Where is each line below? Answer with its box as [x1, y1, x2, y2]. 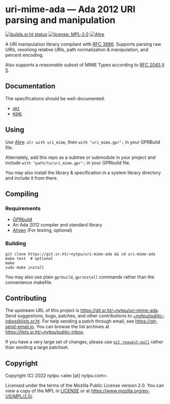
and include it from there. [5, 175, 58, 181]
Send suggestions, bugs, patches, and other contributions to [5, 313, 132, 319]
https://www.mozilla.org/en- [91, 388, 150, 394]
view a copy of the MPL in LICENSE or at [5, 388, 90, 394]
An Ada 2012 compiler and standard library [12, 222, 103, 228]
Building [5, 240, 26, 247]
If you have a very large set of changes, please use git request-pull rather [5, 339, 163, 345]
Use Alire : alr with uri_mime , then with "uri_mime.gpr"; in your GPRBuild [5, 139, 160, 145]
